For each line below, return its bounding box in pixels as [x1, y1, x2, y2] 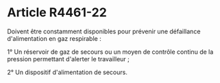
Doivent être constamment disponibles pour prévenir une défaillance [7, 27, 201, 35]
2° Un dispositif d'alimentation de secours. [7, 68, 128, 76]
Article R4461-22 [7, 5, 108, 20]
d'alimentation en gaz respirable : [7, 34, 101, 42]
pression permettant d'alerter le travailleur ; [7, 54, 130, 63]
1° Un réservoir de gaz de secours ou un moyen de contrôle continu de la [7, 48, 214, 56]
